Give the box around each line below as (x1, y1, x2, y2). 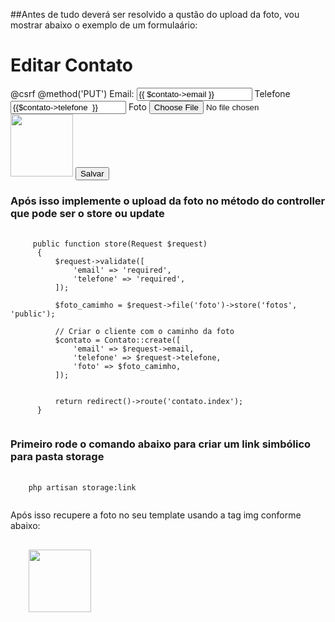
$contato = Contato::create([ (54, 335, 182, 346)
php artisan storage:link (28, 482, 137, 493)
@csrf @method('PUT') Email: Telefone (10, 87, 291, 99)
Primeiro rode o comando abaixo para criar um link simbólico (10, 437, 312, 451)
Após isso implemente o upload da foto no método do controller (10, 194, 326, 208)
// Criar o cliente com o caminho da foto (54, 327, 235, 337)
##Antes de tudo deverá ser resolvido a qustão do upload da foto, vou (10, 9, 300, 20)
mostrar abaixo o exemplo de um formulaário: (10, 19, 198, 31)
